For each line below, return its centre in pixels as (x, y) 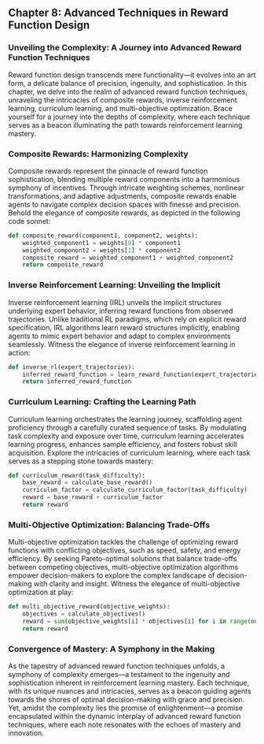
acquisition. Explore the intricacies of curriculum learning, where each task (129, 452)
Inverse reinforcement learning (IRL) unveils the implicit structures (115, 302)
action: (19, 352)
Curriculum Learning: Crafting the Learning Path (102, 402)
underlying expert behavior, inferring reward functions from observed (121, 311)
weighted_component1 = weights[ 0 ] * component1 (101, 243)
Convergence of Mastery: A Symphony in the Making (112, 649)
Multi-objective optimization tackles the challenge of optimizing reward (123, 542)
